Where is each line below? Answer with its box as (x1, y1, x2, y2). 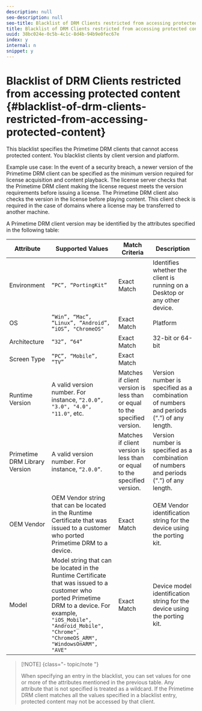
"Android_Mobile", (51, 622, 104, 629)
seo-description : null (6, 14, 63, 21)
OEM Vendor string (51, 493, 105, 502)
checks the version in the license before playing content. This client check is (6, 195, 196, 203)
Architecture (9, 337, 44, 346)
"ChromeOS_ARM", (51, 634, 98, 641)
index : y (6, 37, 28, 43)
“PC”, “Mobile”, (51, 352, 98, 359)
